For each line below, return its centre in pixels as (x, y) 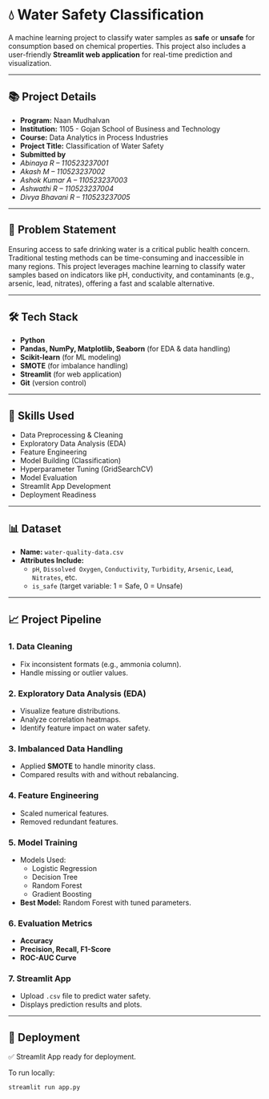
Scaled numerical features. (64, 813)
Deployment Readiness (58, 495)
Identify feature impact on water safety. (85, 727)
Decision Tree (55, 877)
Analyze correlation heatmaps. (70, 719)
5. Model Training (43, 842)
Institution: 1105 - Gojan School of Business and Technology (120, 128)
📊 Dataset (35, 529)
